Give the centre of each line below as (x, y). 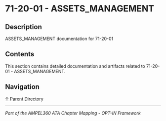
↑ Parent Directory (24, 99)
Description (23, 27)
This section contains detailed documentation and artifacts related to (75, 66)
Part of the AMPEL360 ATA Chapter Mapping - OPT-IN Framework (73, 113)
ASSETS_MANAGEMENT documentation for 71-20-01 (59, 39)
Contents (20, 54)
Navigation (22, 87)
